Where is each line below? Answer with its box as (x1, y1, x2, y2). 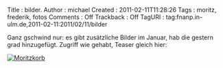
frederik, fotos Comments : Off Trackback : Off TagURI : (7, 13, 165, 21)
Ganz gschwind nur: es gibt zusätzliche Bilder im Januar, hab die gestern (7, 33, 214, 41)
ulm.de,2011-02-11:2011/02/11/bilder (7, 20, 108, 28)
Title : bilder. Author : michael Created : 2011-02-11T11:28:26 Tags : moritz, (7, 6, 217, 14)
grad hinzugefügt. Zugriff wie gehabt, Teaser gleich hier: (7, 41, 167, 48)
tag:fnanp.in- (165, 13, 203, 21)
